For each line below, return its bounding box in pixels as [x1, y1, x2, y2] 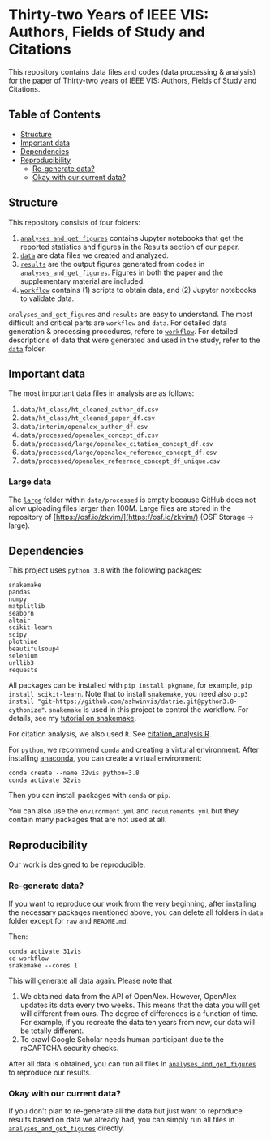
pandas [8, 588, 31, 597]
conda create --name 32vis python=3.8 [8, 769, 140, 778]
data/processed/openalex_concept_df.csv [19, 431, 159, 440]
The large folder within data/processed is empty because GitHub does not [8, 495, 256, 504]
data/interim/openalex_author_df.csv [19, 423, 148, 431]
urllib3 [8, 659, 35, 667]
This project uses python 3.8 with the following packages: [8, 565, 203, 575]
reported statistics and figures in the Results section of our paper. [19, 242, 240, 251]
